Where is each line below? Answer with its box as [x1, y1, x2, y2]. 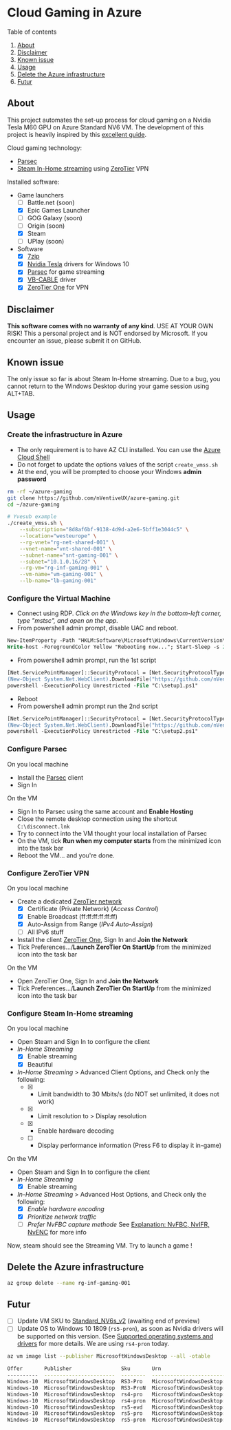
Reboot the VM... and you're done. [16, 851, 115, 860]
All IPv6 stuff [27, 928, 64, 937]
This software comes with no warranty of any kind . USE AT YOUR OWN [7, 322, 214, 330]
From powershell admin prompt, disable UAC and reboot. [16, 624, 179, 632]
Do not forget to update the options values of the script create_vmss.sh [16, 460, 219, 469]
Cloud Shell [16, 453, 50, 461]
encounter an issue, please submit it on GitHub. [7, 337, 142, 345]
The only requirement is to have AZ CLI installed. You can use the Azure [16, 445, 221, 453]
